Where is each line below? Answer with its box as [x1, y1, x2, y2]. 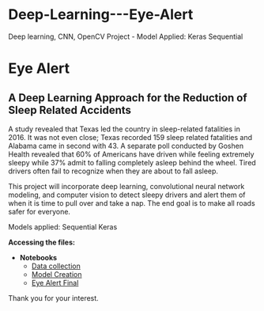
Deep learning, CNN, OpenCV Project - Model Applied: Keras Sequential [8, 32, 243, 41]
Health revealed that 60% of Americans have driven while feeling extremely [8, 149, 255, 159]
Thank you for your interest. [8, 293, 99, 302]
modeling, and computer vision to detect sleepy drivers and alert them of [8, 190, 247, 199]
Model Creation [31, 269, 82, 279]
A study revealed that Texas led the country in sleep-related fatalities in [8, 124, 241, 134]
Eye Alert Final [31, 278, 79, 287]
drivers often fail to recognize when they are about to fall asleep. [8, 166, 219, 176]
